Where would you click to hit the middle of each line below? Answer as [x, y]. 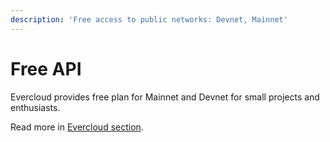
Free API [46, 68]
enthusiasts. [35, 107]
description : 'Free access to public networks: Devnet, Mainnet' [149, 19]
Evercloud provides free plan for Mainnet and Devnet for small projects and [165, 97]
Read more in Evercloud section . [77, 127]
